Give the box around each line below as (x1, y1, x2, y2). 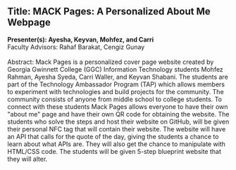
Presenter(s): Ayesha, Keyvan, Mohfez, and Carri (7, 35, 154, 44)
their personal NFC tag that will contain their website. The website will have (7, 124, 226, 133)
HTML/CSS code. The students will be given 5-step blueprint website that (7, 147, 222, 155)
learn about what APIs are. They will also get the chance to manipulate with (7, 140, 225, 148)
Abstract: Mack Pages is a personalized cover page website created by (7, 58, 214, 66)
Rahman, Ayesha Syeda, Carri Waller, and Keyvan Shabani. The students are (7, 72, 229, 81)
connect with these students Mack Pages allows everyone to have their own (7, 102, 228, 111)
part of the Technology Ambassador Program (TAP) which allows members (7, 80, 225, 89)
